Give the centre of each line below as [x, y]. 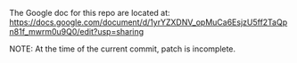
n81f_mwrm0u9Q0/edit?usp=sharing [77, 31]
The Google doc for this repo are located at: [90, 13]
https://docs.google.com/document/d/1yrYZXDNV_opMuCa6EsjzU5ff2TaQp [148, 22]
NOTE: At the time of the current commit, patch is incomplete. [123, 49]
